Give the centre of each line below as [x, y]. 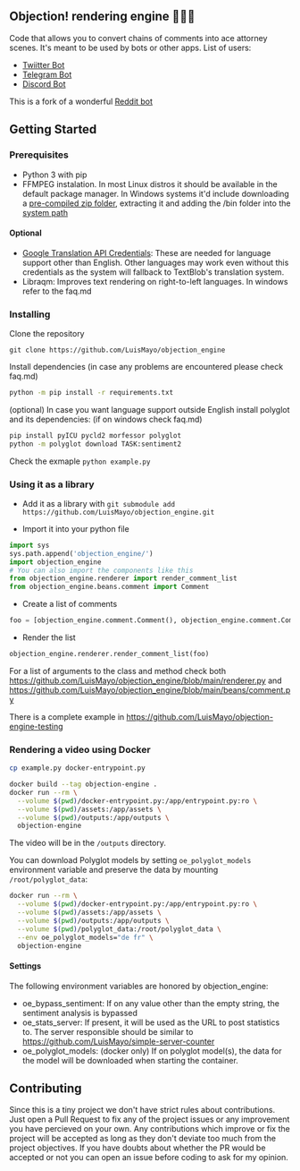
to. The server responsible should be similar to [108, 1031]
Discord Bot [44, 84]
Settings [25, 966]
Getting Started [53, 129]
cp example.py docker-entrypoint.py [77, 768]
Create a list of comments [70, 604]
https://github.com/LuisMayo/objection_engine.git [118, 512]
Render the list [49, 637]
